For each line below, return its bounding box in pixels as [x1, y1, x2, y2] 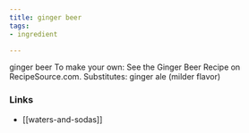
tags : [9, 21, 30, 30]
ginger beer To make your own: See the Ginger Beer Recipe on [9, 62, 241, 72]
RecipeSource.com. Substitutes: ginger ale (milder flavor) [9, 71, 221, 82]
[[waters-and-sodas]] [21, 113, 103, 125]
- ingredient [9, 29, 58, 38]
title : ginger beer [9, 12, 82, 22]
